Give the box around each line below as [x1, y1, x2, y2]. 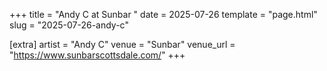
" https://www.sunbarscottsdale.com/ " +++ [9, 49, 186, 61]
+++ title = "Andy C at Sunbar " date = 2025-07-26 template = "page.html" [9, 9, 318, 20]
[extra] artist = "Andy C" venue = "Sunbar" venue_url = [9, 39, 236, 50]
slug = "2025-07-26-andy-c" [9, 19, 129, 31]
